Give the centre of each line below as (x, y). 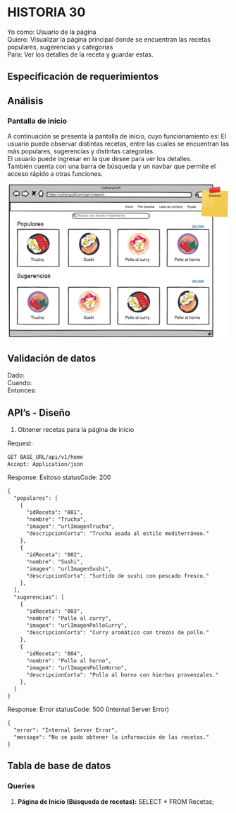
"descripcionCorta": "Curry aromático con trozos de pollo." (118, 633)
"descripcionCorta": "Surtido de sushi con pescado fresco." (118, 576)
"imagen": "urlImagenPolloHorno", (77, 668)
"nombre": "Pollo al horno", (69, 661)
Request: (20, 443)
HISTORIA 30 (46, 12)
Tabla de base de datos (59, 766)
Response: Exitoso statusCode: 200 (59, 477)
